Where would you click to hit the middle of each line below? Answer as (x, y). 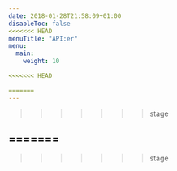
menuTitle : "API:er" (43, 38)
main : (25, 53)
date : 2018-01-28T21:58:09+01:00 (65, 16)
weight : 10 (41, 62)
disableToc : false (39, 24)
